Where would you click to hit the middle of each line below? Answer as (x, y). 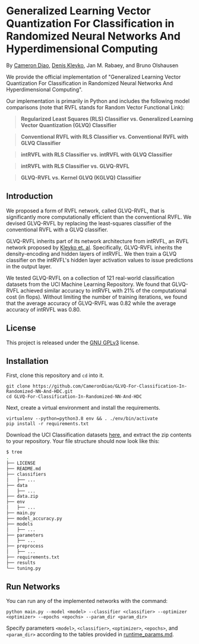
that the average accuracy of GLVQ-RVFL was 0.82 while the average (91, 303)
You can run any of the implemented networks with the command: (87, 601)
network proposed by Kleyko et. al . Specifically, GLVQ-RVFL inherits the (94, 247)
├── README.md (24, 469)
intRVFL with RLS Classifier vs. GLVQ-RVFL (75, 166)
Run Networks (33, 587)
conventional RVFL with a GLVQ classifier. (57, 230)
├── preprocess (25, 546)
